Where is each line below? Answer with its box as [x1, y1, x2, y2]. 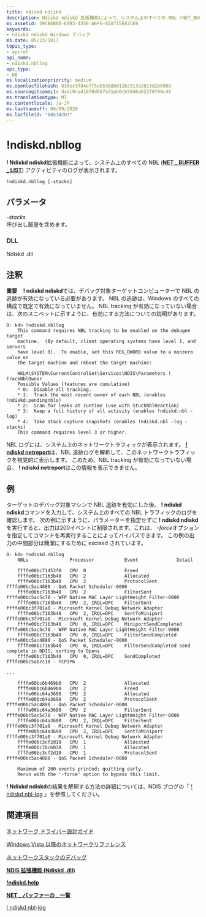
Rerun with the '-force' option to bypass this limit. [17, 771, 161, 778]
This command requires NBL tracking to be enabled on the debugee [17, 328, 191, 334]
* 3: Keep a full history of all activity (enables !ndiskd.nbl [17, 408, 188, 414]
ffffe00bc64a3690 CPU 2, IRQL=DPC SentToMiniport [17, 728, 164, 735]
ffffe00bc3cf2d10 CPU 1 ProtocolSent [17, 750, 158, 757]
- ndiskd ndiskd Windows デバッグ [6, 32, 91, 38]
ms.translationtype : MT [6, 94, 67, 100]
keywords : [6, 26, 32, 32]
